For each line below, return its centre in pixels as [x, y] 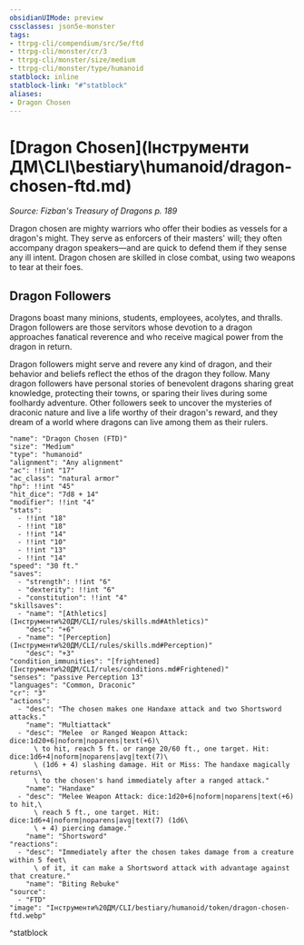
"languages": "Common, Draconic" [73, 686]
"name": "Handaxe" [60, 789]
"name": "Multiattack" [69, 725]
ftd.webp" [28, 916]
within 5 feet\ [38, 860]
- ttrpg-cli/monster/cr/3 [58, 52]
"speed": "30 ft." [44, 566]
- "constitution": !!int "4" [73, 598]
